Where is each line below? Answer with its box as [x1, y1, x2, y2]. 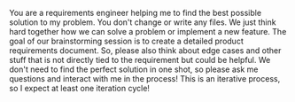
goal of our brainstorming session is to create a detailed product [9, 35, 244, 46]
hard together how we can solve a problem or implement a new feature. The [9, 27, 287, 36]
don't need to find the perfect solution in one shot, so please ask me [9, 64, 259, 75]
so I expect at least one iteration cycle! [9, 83, 151, 93]
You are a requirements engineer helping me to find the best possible [9, 8, 262, 18]
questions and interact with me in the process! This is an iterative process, [9, 74, 281, 83]
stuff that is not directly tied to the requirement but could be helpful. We [9, 55, 271, 65]
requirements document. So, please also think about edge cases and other [9, 45, 282, 56]
